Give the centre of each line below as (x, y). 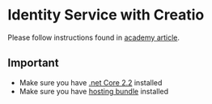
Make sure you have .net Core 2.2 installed (91, 82)
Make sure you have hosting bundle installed (94, 91)
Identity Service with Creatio (106, 15)
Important (33, 63)
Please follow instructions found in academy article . (93, 37)
